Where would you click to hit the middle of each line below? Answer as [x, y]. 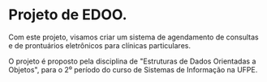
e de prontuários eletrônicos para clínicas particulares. [99, 45]
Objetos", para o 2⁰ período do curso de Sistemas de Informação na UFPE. [133, 69]
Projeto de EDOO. [68, 15]
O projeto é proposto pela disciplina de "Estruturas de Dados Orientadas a [132, 61]
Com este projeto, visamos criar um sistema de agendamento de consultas [133, 37]
